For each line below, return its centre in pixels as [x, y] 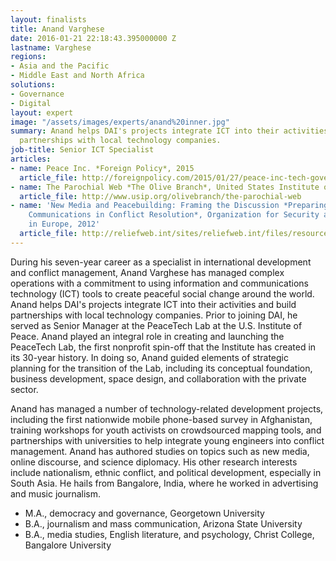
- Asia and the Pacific [60, 66]
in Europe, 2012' [64, 224]
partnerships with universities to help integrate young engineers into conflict [167, 440]
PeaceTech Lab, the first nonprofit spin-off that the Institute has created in [163, 347]
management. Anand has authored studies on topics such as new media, [160, 451]
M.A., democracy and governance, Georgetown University [144, 513]
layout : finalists [48, 19]
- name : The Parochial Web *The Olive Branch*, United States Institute [165, 187]
